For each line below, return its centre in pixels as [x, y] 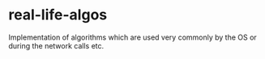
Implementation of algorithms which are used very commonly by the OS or [132, 37]
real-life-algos [58, 15]
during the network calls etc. [56, 45]
